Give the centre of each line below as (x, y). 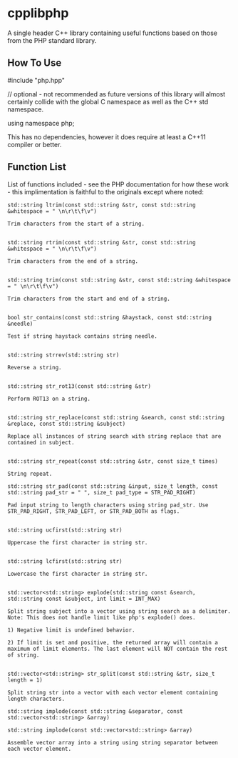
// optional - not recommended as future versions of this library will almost (117, 94)
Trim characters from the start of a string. (76, 224)
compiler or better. (35, 144)
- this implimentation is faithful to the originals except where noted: (106, 191)
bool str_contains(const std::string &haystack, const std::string (110, 317)
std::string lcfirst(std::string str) (65, 561)
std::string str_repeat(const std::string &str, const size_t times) (113, 461)
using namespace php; (41, 123)
